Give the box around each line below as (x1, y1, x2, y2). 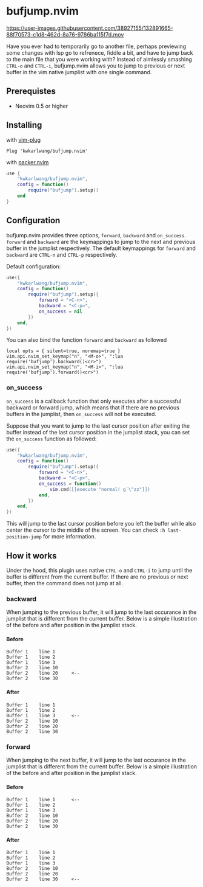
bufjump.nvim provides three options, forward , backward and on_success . (6, 231, 186, 238)
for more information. (43, 533, 96, 540)
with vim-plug (6, 136, 41, 144)
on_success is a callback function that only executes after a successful (6, 397, 182, 405)
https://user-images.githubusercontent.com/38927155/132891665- (6, 24, 174, 32)
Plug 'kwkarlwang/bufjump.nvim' (6, 148, 88, 154)
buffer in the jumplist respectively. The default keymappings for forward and (6, 245, 196, 252)
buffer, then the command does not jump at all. (6, 579, 123, 586)
